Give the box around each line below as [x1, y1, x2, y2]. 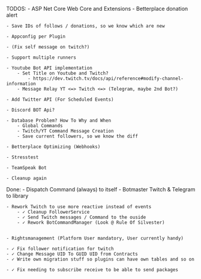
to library [6, 192, 29, 199]
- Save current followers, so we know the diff [17, 133, 138, 139]
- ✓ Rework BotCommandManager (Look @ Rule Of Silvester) [17, 220, 165, 226]
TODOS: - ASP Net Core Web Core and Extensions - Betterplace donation [6, 5, 188, 12]
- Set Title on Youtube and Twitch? [17, 70, 109, 76]
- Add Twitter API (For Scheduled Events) [6, 97, 114, 103]
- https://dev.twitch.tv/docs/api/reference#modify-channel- [28, 76, 184, 82]
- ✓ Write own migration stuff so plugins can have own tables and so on [6, 256, 195, 262]
